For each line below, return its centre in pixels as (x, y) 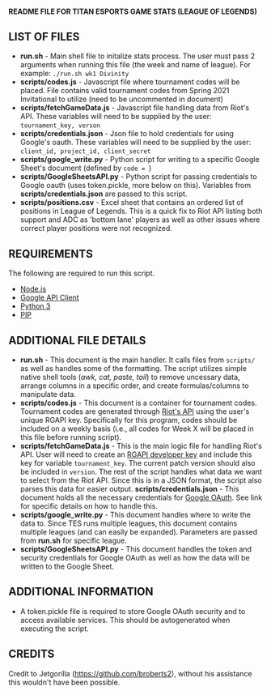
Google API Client (49, 298)
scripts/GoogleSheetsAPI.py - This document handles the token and (136, 549)
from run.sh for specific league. (73, 541)
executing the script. (54, 629)
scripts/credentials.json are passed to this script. (104, 194)
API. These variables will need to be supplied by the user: (116, 117)
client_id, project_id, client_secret (85, 151)
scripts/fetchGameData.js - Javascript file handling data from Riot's (134, 108)
